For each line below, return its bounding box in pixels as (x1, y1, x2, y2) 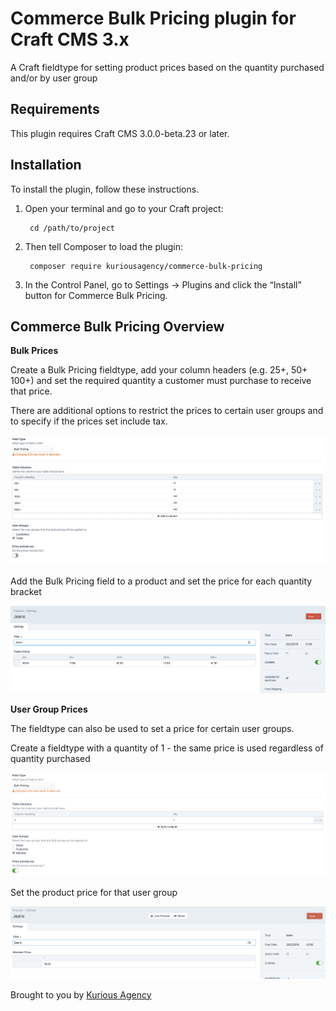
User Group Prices (10, 703, 88, 716)
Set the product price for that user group (10, 887, 178, 899)
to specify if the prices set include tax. (10, 415, 168, 427)
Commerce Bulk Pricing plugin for (10, 7, 297, 30)
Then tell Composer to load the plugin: (24, 240, 183, 252)
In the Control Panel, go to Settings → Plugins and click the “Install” (24, 278, 302, 291)
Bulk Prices (10, 345, 59, 357)
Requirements (10, 101, 100, 118)
